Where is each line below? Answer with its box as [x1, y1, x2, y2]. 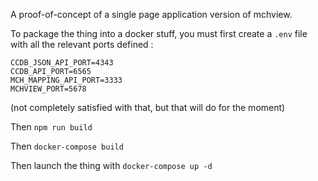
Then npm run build [10, 121, 93, 133]
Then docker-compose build [10, 140, 124, 152]
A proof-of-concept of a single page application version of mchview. [10, 9, 293, 20]
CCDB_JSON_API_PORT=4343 [10, 58, 114, 68]
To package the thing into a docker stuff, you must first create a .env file [10, 28, 308, 39]
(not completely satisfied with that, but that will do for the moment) [10, 102, 286, 113]
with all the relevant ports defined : [10, 39, 154, 50]
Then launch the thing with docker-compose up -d [10, 160, 213, 171]
